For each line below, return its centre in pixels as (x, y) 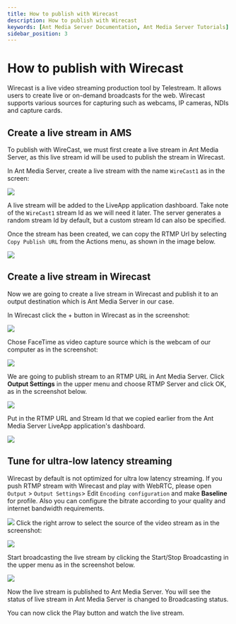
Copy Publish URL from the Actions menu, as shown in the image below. (111, 241)
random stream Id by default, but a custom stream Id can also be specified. (117, 220)
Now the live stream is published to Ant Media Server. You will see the (109, 592)
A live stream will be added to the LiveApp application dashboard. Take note (118, 205)
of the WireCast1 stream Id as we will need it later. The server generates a (114, 213)
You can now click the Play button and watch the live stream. (96, 613)
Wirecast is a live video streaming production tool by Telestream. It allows (114, 88)
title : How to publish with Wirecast (63, 14)
